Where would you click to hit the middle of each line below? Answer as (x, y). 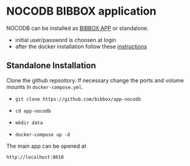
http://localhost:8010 (35, 157)
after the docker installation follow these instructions (81, 46)
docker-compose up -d (42, 135)
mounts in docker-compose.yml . (45, 87)
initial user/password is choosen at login (66, 40)
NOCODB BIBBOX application (81, 11)
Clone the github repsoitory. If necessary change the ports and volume (95, 80)
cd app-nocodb (33, 111)
